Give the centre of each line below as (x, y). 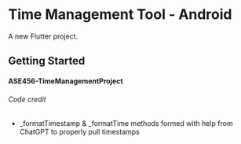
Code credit (27, 99)
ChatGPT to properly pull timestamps (79, 132)
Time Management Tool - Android (120, 15)
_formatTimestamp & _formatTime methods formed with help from (126, 124)
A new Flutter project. (43, 36)
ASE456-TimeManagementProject (66, 81)
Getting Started (47, 61)
